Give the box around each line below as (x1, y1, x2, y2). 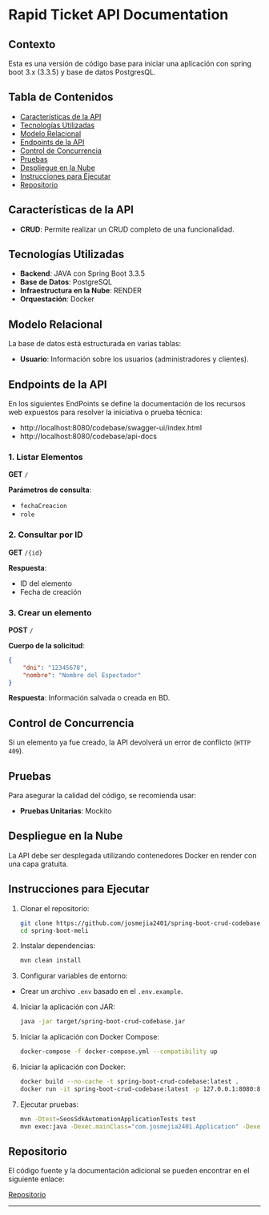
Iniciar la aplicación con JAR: (19, 1002, 116, 1011)
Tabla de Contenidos (8, 91, 114, 104)
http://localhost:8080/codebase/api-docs (19, 431, 158, 442)
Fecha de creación (19, 587, 82, 596)
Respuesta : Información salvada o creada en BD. (8, 693, 171, 703)
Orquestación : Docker (19, 294, 94, 304)
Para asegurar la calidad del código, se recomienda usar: (8, 791, 197, 801)
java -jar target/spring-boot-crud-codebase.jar (19, 1018, 186, 1026)
